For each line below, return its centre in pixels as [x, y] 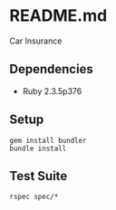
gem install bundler [48, 140]
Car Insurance [36, 41]
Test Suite [39, 176]
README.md [58, 16]
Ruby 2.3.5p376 [52, 91]
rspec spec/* [34, 197]
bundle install [38, 148]
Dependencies [51, 69]
